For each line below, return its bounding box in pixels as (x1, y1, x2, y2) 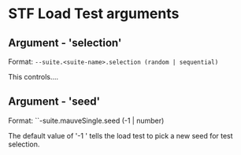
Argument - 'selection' (8, 36, 122, 50)
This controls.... (8, 72, 59, 81)
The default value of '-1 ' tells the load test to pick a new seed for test (8, 131, 234, 140)
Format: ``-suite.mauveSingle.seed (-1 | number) (8, 116, 165, 125)
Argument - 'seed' (8, 95, 101, 109)
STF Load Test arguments (8, 5, 180, 23)
